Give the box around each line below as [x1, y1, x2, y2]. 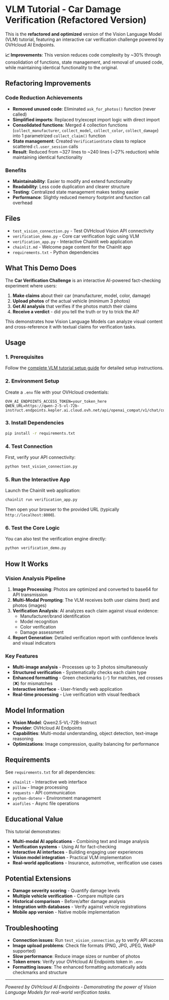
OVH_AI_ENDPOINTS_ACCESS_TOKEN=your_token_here [5, 399, 107, 404]
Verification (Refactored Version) [5, 14, 147, 26]
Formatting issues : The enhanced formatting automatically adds [12, 964, 147, 970]
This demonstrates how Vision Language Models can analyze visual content [5, 318, 163, 324]
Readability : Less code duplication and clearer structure [12, 183, 130, 189]
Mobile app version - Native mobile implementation [12, 909, 120, 915]
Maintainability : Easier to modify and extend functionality [12, 178, 132, 184]
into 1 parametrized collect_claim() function [12, 132, 106, 138]
